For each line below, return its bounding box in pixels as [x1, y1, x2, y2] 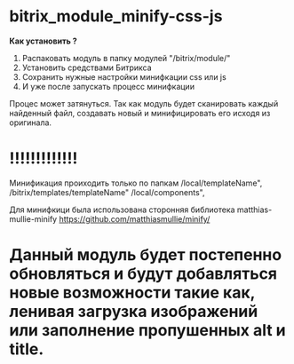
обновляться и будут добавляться [9, 264, 278, 284]
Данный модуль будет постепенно [9, 245, 282, 265]
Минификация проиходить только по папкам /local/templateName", [9, 178, 263, 188]
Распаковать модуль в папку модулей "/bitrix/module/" [21, 52, 231, 63]
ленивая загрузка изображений [9, 302, 258, 321]
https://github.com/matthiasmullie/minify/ [59, 213, 211, 224]
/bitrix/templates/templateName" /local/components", [9, 186, 206, 197]
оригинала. [9, 117, 52, 128]
